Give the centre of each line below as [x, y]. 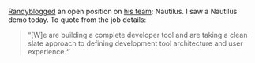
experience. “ [49, 52]
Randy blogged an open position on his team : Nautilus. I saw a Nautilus [123, 11]
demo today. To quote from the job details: [77, 20]
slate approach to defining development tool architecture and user [135, 43]
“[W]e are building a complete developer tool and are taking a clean [137, 35]
